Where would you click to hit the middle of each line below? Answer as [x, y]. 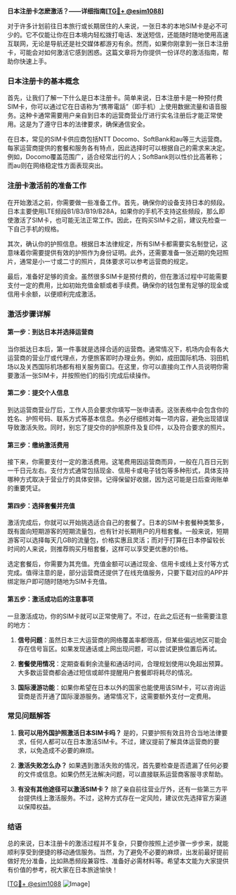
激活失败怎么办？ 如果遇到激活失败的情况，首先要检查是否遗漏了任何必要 [123, 765]
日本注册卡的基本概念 [43, 81]
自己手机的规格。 [38, 229]
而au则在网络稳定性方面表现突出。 [57, 165]
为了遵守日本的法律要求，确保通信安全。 [90, 124]
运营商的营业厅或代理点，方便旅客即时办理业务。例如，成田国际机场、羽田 [115, 358]
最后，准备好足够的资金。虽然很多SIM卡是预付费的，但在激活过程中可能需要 [118, 276]
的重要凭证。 [26, 488]
